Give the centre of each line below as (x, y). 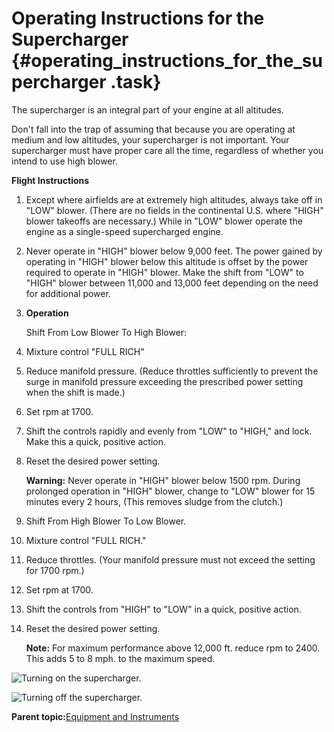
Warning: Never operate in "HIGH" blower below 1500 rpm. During (163, 480)
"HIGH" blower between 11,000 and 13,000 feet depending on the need (172, 283)
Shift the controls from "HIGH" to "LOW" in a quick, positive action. (163, 609)
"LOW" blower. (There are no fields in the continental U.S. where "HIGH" (174, 210)
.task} (136, 82)
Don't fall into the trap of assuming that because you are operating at (153, 129)
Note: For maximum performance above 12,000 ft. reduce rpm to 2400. (173, 648)
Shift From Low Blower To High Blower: (106, 332)
